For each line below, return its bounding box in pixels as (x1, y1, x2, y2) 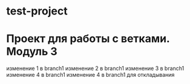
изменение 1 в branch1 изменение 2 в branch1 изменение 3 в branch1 (6, 65, 185, 72)
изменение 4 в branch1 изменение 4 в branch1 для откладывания (6, 71, 175, 79)
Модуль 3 (6, 45, 57, 59)
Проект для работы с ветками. (6, 32, 170, 46)
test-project (6, 4, 68, 18)
